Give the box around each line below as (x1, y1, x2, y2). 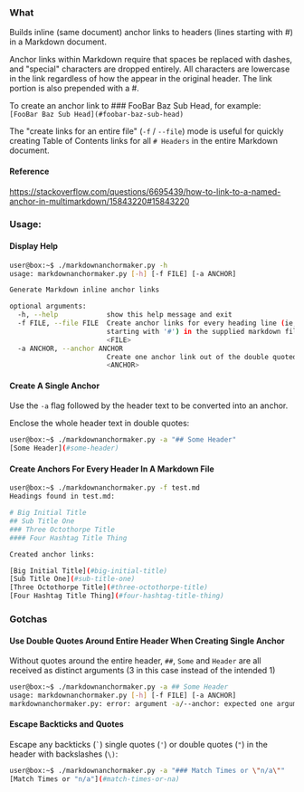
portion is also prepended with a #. (9, 83, 140, 94)
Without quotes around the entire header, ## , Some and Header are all (9, 655, 261, 666)
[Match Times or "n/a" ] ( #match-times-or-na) (9, 774, 180, 784)
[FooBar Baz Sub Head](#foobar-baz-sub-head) (9, 110, 184, 119)
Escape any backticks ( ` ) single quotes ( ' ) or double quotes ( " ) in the (9, 739, 269, 749)
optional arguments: (9, 301, 88, 311)
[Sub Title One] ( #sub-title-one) (9, 575, 136, 584)
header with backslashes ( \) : (9, 749, 119, 759)
